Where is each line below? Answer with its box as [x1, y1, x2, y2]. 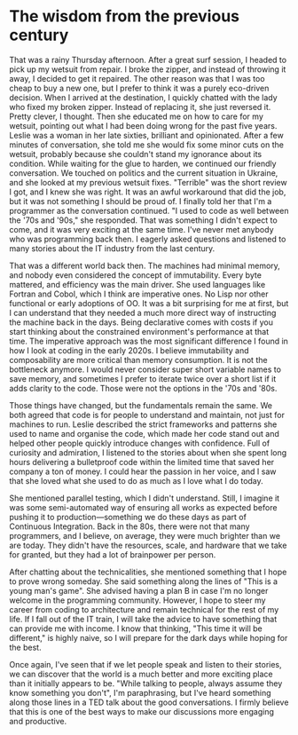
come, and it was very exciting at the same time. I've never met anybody [9, 224, 274, 234]
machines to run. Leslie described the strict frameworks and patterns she [9, 419, 278, 430]
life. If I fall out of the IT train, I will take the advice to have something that [9, 613, 278, 624]
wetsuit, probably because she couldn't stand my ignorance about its [9, 148, 263, 159]
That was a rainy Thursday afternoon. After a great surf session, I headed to [9, 54, 286, 65]
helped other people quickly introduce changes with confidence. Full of [9, 438, 271, 448]
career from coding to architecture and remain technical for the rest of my [9, 604, 279, 614]
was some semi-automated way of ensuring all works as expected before [9, 502, 278, 512]
